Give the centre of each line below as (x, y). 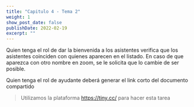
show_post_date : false (34, 22)
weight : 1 (18, 17)
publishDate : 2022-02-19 (37, 28)
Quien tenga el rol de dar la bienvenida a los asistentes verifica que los (92, 50)
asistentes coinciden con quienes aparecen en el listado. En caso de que (95, 56)
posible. (16, 69)
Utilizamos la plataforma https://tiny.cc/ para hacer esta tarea (95, 98)
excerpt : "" (21, 34)
